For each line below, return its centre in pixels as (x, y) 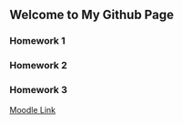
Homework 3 (39, 90)
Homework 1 (37, 41)
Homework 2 (39, 66)
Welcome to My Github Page (92, 15)
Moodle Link (33, 109)
